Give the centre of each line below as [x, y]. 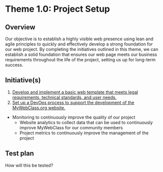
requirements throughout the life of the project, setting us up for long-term [81, 60]
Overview [20, 27]
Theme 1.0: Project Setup [58, 9]
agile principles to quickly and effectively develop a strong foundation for [79, 44]
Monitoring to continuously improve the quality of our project [74, 117]
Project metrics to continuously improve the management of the [84, 133]
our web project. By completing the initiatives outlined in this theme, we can [82, 49]
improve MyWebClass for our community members [71, 127]
